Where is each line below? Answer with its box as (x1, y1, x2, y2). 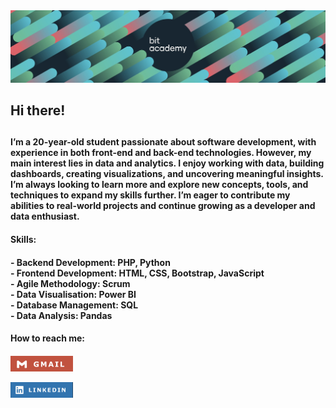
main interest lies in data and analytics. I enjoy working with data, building (10, 157, 325, 169)
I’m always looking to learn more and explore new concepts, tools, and (10, 179, 309, 191)
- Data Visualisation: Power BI (10, 288, 137, 300)
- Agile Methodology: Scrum (10, 277, 131, 289)
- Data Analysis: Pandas (10, 309, 113, 321)
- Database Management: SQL (10, 299, 139, 311)
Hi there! (10, 102, 66, 119)
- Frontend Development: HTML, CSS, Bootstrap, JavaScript (10, 267, 265, 279)
